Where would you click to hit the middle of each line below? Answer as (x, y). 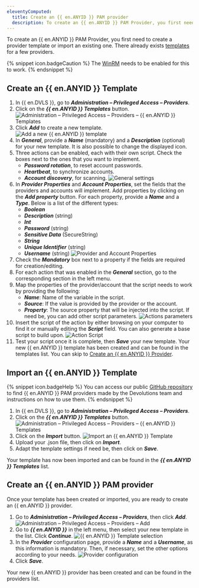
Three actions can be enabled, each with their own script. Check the (99, 153)
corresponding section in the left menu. (63, 279)
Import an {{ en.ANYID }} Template (72, 372)
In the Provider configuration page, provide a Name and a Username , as (104, 542)
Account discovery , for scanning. (66, 178)
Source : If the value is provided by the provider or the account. (101, 304)
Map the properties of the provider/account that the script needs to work (104, 285)
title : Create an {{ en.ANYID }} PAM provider (70, 17)
